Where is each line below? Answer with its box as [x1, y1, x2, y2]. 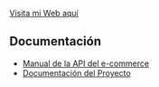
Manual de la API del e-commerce [22, 58, 150, 69]
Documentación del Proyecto [22, 67, 131, 78]
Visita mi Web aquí [9, 8, 79, 18]
